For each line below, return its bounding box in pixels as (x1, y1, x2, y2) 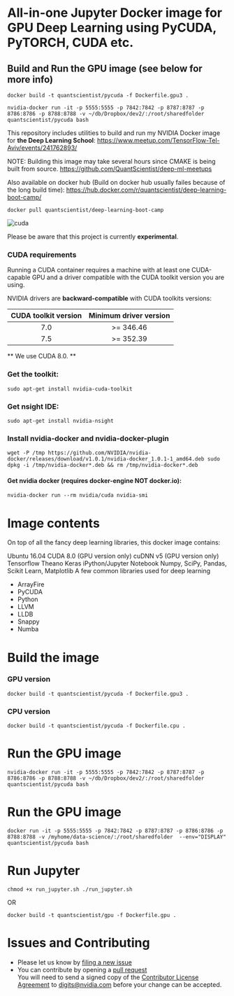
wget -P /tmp (7, 449, 45, 456)
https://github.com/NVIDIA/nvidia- (47, 449, 152, 456)
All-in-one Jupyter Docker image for (7, 5, 222, 21)
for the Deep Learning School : (7, 136, 96, 144)
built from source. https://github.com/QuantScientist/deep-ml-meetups (7, 164, 212, 173)
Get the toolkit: (7, 370, 59, 379)
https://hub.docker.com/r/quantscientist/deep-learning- (66, 185, 227, 194)
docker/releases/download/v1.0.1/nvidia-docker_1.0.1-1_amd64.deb (7, 456, 205, 463)
